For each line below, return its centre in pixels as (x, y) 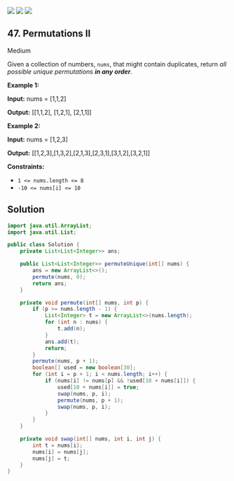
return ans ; (50, 284)
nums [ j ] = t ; (51, 459)
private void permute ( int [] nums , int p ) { (84, 302)
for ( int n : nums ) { (76, 322)
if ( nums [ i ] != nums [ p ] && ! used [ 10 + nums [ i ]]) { (120, 381)
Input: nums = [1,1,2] (37, 99)
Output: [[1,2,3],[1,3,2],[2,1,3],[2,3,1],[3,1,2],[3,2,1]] (79, 153)
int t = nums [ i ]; (57, 445)
